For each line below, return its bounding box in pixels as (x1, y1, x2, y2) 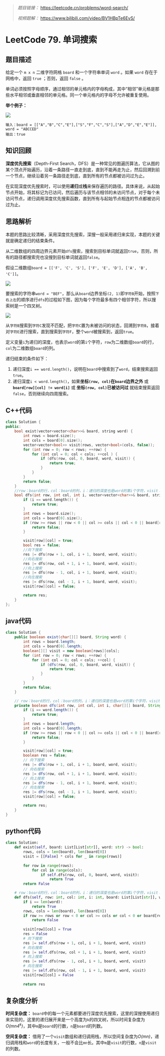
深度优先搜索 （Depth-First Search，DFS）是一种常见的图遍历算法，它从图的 (5, 160, 160, 166)
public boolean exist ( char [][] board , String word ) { (14, 635, 126, 640)
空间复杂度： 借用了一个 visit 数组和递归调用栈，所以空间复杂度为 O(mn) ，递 (5, 1033, 160, 1039)
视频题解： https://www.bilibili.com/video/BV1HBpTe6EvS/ (17, 15, 135, 21)
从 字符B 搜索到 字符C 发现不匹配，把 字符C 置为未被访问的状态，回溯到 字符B (5, 322, 146, 328)
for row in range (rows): (23, 863, 74, 868)
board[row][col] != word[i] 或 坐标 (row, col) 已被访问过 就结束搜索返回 (12, 384, 160, 390)
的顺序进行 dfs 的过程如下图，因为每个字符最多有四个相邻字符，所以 (16, 296, 152, 302)
